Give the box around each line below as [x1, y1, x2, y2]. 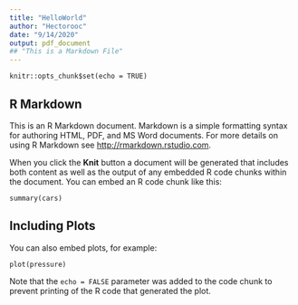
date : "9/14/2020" [9, 30, 79, 39]
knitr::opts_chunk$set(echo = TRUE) [9, 71, 148, 81]
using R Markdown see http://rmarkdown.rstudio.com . [9, 139, 211, 150]
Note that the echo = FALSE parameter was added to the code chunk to [9, 275, 273, 286]
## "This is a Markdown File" [9, 47, 124, 56]
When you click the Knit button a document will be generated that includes [9, 157, 289, 167]
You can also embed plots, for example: [9, 242, 158, 253]
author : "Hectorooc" [9, 22, 88, 31]
